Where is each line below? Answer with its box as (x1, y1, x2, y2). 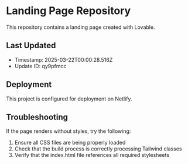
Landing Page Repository (6, 4, 131, 18)
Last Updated (6, 41, 56, 51)
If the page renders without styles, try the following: (6, 128, 131, 135)
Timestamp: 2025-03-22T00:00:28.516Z (14, 56, 113, 63)
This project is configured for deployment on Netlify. (6, 95, 133, 102)
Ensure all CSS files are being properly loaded (14, 139, 126, 146)
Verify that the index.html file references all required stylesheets (14, 152, 170, 159)
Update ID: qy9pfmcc (14, 62, 67, 69)
